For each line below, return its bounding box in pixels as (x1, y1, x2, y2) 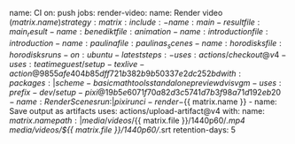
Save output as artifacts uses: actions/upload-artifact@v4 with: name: (9, 105, 266, 116)
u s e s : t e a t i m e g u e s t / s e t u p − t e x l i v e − (9, 58, 145, 69)
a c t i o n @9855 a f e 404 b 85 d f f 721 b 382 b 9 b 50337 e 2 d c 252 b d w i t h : (9, 68, 242, 79)
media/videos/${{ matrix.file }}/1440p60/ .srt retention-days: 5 (9, 124, 237, 135)
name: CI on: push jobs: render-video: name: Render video (9, 8, 223, 18)
